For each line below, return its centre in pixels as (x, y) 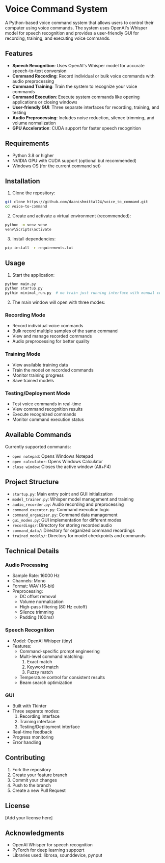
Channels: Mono (29, 581)
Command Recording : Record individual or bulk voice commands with (83, 76)
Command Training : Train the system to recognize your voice (75, 86)
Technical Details (32, 551)
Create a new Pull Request (39, 790)
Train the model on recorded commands (53, 370)
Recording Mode (25, 315)
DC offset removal (38, 597)
